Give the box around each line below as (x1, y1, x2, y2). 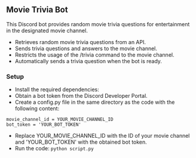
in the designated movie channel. (6, 27, 88, 34)
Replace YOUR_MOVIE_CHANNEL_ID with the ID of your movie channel (14, 132, 190, 140)
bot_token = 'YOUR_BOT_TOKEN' (6, 122, 82, 128)
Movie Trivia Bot (6, 5, 68, 15)
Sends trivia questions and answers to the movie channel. (14, 45, 157, 52)
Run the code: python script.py (14, 145, 94, 152)
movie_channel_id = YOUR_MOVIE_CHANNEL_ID (6, 116, 114, 123)
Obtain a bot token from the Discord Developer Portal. (14, 92, 148, 100)
